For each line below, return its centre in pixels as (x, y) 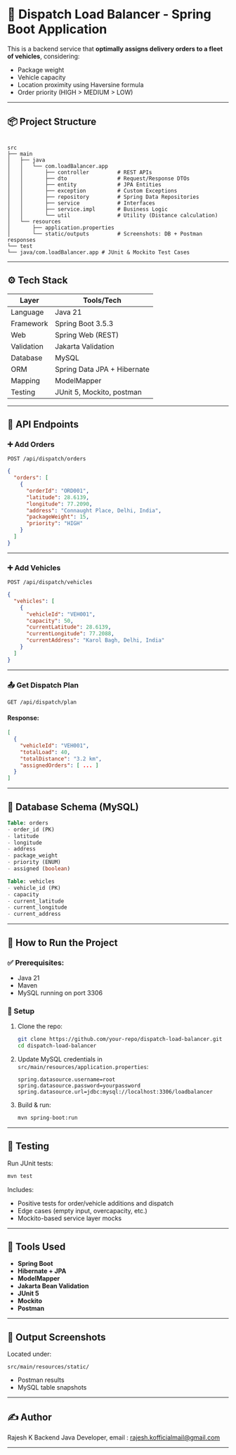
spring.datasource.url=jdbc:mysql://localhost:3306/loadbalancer (115, 1092)
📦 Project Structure (52, 122)
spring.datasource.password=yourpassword (79, 1085)
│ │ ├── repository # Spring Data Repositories (103, 197)
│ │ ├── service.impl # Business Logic (88, 209)
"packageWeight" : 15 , (58, 517)
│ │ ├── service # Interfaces (81, 203)
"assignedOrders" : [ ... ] (59, 765)
